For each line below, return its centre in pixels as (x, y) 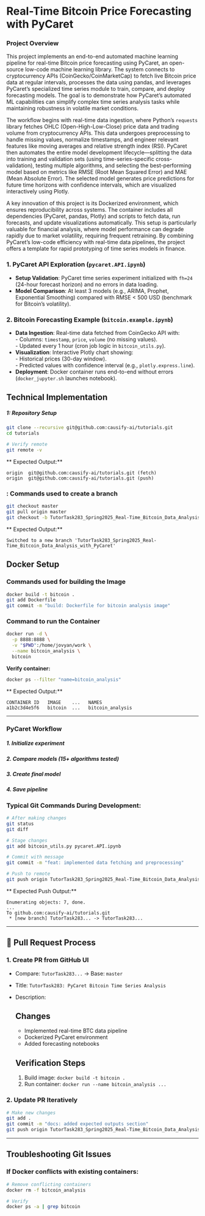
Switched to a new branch (39, 540)
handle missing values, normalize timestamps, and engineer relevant (92, 140)
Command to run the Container (53, 622)
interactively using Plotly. (38, 192)
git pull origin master (37, 512)
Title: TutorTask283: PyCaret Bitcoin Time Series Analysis (91, 985)
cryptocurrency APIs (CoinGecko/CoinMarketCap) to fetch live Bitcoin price (101, 76)
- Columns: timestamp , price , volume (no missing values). (86, 339)
